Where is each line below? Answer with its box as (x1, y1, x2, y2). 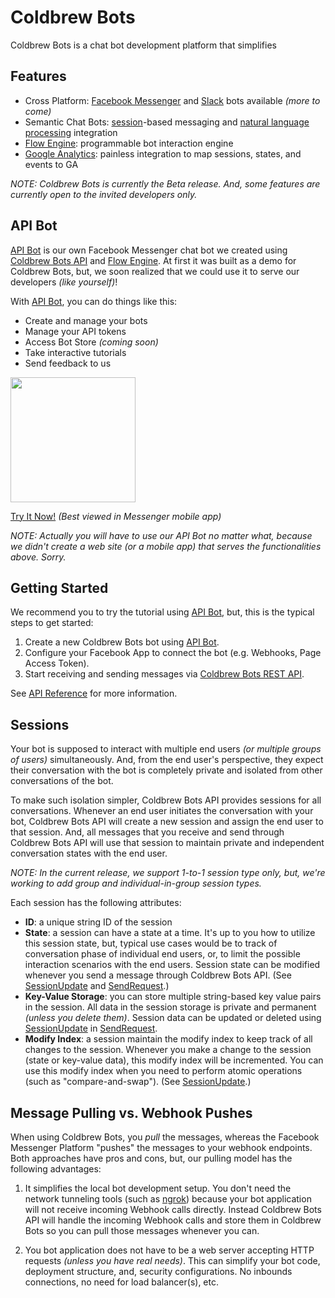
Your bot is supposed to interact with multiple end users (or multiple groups (10, 743, 322, 755)
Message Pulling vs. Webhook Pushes (10, 1104, 253, 1121)
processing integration (24, 126, 118, 138)
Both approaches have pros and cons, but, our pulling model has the (10, 1152, 293, 1164)
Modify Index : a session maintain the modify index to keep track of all (24, 1033, 313, 1045)
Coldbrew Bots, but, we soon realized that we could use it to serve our (10, 265, 300, 277)
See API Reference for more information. (10, 687, 178, 700)
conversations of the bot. (10, 775, 114, 787)
